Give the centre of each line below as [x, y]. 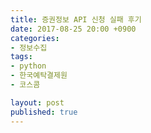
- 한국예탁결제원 [39, 76]
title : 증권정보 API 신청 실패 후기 [76, 19]
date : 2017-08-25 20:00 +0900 [73, 29]
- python [28, 66]
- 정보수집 [29, 47]
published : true [44, 112]
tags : [21, 57]
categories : [35, 38]
